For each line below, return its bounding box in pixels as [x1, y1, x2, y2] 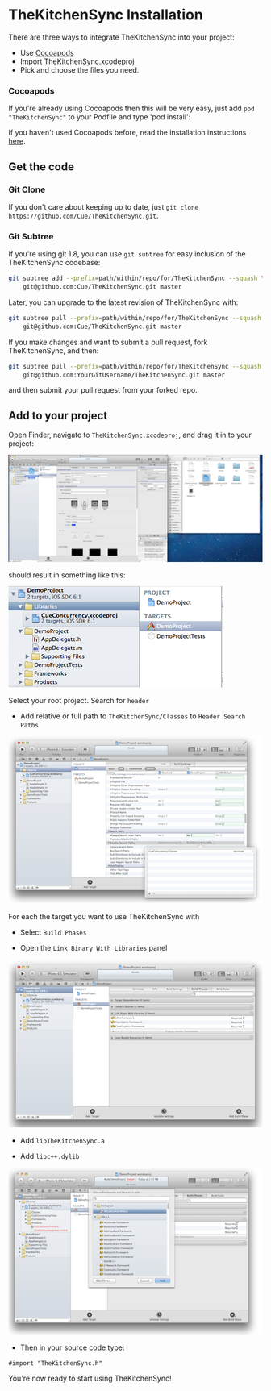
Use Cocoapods [19, 48, 74, 57]
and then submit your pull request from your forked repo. [8, 385, 198, 395]
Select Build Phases [19, 927, 87, 937]
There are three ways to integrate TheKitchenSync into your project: [8, 32, 236, 42]
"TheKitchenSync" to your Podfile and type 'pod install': [8, 112, 191, 122]
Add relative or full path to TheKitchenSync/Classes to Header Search [19, 711, 246, 721]
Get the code [8, 160, 75, 173]
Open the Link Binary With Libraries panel [19, 943, 168, 953]
